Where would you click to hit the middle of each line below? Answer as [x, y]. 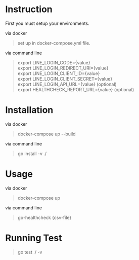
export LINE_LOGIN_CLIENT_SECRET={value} [65, 79]
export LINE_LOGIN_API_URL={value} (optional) [67, 84]
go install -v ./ [32, 154]
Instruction [29, 9]
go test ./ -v [30, 252]
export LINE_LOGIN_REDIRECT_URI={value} [63, 68]
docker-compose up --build [47, 134]
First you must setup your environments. [47, 23]
